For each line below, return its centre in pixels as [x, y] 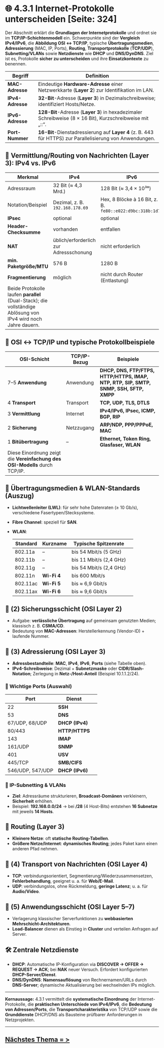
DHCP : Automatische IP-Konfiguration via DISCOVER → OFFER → [78, 964]
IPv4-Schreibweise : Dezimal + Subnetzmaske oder [65, 668]
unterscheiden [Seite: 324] [61, 19]
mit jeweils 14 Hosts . [33, 811]
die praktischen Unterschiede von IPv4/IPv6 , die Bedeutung [90, 1004]
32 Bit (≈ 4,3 [68, 185]
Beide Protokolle [26, 288]
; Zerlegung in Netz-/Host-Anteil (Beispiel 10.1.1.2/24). [85, 674]
